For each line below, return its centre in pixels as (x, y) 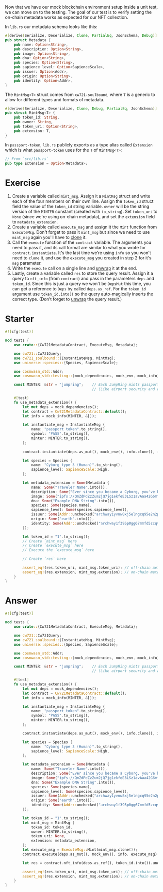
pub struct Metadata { (28, 40)
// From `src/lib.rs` (27, 159)
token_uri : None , (49, 836)
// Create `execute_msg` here (53, 546)
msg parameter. (27, 263)
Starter (19, 319)
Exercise (23, 183)
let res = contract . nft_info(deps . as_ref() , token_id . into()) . (88, 863)
